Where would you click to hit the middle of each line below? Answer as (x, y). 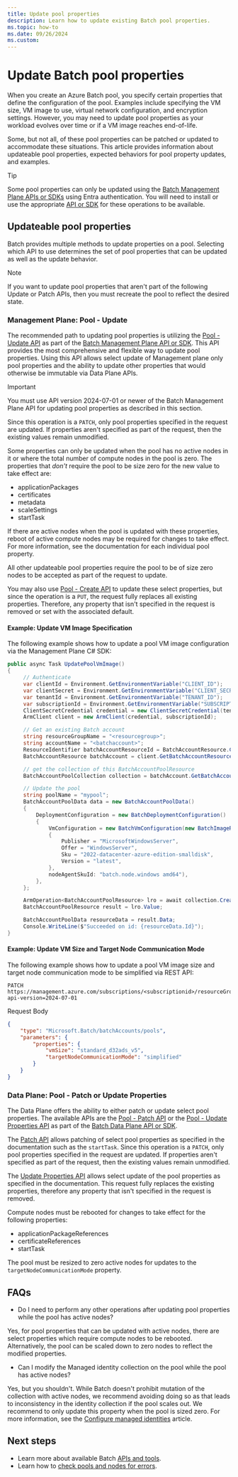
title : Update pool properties (53, 14)
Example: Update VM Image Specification (70, 628)
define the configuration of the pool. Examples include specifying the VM (114, 103)
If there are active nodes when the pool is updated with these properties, (114, 531)
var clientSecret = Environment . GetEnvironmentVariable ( (109, 691)
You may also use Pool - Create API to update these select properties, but (115, 589)
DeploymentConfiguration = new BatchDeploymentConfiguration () (131, 815)
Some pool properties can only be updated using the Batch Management (113, 190)
